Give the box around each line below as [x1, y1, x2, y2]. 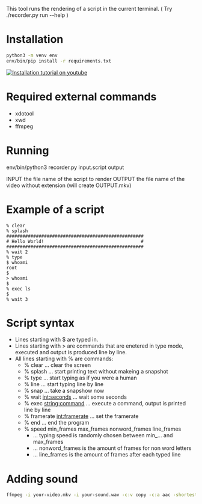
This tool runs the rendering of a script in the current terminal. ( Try [6, 5, 173, 12]
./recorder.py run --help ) [6, 11, 69, 19]
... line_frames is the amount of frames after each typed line [32, 451, 181, 458]
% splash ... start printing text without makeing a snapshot [23, 368, 168, 375]
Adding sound [6, 472, 78, 486]
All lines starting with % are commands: [14, 355, 114, 363]
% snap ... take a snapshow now [23, 387, 105, 395]
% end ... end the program [23, 419, 90, 426]
